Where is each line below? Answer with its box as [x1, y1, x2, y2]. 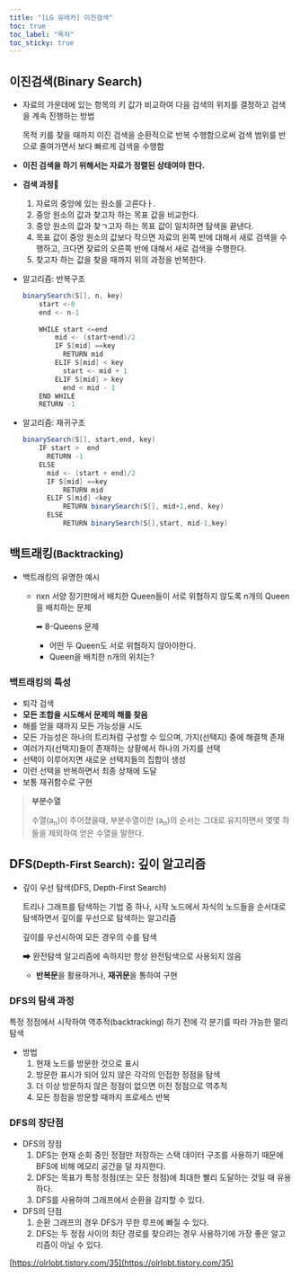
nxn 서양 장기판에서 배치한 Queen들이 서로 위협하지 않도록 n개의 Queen [35, 590, 290, 601]
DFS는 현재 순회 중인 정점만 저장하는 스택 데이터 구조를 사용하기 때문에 [35, 1149, 284, 1160]
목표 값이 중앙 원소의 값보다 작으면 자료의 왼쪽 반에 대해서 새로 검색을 [35, 232, 278, 243]
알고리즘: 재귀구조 [22, 417, 85, 428]
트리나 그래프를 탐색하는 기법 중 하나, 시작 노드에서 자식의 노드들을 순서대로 [22, 900, 287, 912]
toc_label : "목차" [9, 30, 75, 39]
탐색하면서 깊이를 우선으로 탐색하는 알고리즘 [22, 912, 177, 923]
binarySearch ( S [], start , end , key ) [22, 435, 156, 445]
